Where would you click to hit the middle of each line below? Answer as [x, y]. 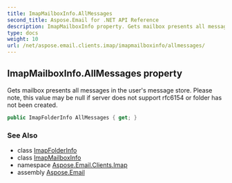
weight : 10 [23, 39]
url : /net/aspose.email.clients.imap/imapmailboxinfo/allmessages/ [106, 46]
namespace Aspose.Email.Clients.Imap [72, 165]
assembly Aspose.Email [51, 172]
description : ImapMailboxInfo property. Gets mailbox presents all [106, 26]
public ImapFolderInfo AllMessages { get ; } [72, 117]
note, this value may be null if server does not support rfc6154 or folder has [115, 97]
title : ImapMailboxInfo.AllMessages [60, 13]
